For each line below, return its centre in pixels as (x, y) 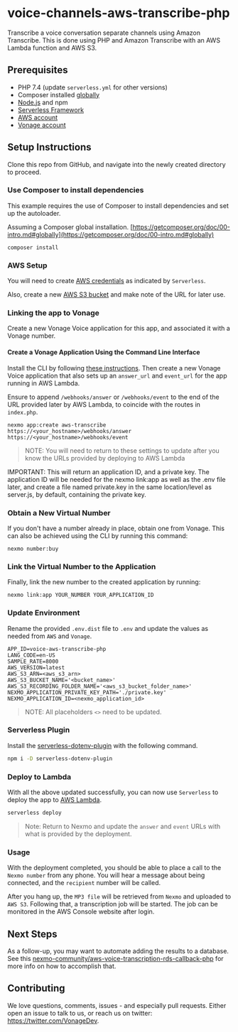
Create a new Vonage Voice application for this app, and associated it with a (119, 329)
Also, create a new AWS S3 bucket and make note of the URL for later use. (117, 295)
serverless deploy (34, 813)
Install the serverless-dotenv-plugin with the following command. (103, 745)
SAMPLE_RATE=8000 (33, 662)
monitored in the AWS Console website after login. (81, 912)
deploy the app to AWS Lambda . (54, 800)
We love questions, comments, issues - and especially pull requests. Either (117, 1005)
